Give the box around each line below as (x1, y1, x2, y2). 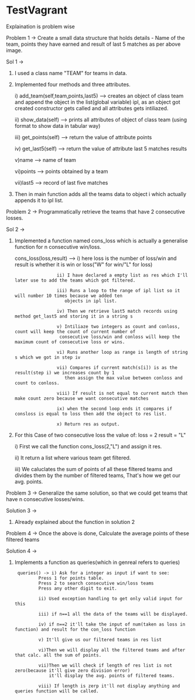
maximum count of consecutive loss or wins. (14, 339, 125, 345)
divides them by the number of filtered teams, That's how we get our (14, 472, 180, 479)
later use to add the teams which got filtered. (14, 277, 136, 283)
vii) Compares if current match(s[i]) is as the (56, 364, 177, 370)
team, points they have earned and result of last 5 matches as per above (6, 40, 181, 48)
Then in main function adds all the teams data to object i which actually (14, 190, 186, 197)
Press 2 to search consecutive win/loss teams (38, 580, 154, 586)
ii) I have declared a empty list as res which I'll (56, 272, 189, 278)
